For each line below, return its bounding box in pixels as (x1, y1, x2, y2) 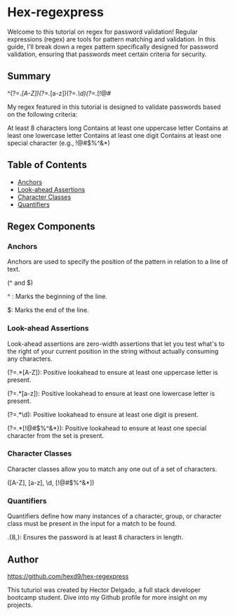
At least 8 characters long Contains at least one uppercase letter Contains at (7, 124, 228, 132)
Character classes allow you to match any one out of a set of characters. (7, 465, 217, 473)
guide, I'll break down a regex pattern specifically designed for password (7, 42, 219, 51)
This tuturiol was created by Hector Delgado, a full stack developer (7, 585, 201, 594)
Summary (7, 70, 51, 82)
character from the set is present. (7, 431, 104, 439)
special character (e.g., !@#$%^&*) (7, 139, 110, 147)
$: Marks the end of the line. (7, 306, 89, 314)
